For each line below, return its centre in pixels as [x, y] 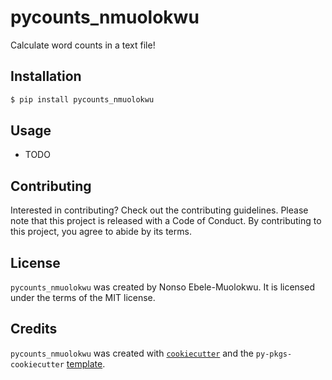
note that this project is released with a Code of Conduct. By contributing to [166, 221]
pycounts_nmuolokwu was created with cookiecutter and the [132, 353]
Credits [34, 329]
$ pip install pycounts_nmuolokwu [82, 99]
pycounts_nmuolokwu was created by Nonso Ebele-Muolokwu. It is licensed [162, 287]
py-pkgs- [274, 354]
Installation [46, 76]
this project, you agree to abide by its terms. [101, 232]
